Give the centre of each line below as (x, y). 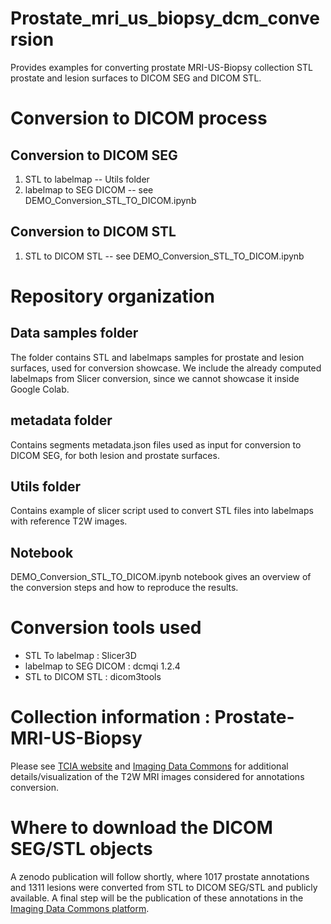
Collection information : (110, 717)
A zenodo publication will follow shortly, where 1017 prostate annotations (160, 876)
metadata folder (61, 420)
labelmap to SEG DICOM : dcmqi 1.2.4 (102, 666)
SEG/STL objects (81, 849)
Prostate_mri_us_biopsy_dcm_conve (165, 18)
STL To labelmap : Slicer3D (80, 656)
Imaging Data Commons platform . (80, 908)
